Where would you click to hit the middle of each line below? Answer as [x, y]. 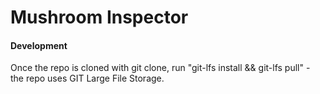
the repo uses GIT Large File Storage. [87, 78]
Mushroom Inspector [99, 17]
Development [39, 45]
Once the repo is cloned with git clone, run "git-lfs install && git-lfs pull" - [160, 68]
